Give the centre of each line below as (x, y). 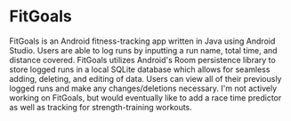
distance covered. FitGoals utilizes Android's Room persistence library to (142, 60)
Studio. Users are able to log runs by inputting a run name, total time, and (143, 50)
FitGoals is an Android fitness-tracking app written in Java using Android (142, 41)
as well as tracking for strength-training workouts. (101, 107)
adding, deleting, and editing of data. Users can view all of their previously (145, 78)
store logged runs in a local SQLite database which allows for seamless (140, 69)
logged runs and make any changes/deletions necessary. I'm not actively (143, 88)
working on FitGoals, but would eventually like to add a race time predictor (145, 97)
